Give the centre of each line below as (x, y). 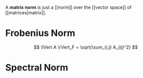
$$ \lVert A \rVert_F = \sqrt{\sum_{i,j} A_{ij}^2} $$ (86, 47)
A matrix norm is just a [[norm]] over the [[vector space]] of (68, 7)
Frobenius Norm (40, 33)
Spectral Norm (37, 68)
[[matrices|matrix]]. (26, 13)
